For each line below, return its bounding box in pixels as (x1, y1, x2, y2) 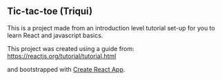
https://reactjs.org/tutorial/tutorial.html (7, 52, 117, 60)
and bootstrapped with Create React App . (7, 65, 125, 73)
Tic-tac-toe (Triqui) (7, 6, 93, 17)
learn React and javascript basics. (7, 31, 103, 39)
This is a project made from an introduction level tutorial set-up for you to (7, 23, 215, 32)
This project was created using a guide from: (7, 44, 134, 52)
